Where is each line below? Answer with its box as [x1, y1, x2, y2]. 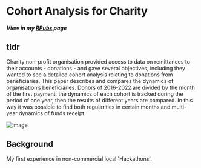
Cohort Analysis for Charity [6, 4, 148, 18]
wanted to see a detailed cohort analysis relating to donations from [6, 71, 174, 78]
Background [6, 139, 53, 149]
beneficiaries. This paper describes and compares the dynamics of [6, 77, 174, 84]
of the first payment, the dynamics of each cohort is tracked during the [6, 90, 183, 98]
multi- [171, 103, 186, 110]
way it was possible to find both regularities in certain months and [6, 103, 171, 110]
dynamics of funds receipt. [18, 109, 86, 116]
